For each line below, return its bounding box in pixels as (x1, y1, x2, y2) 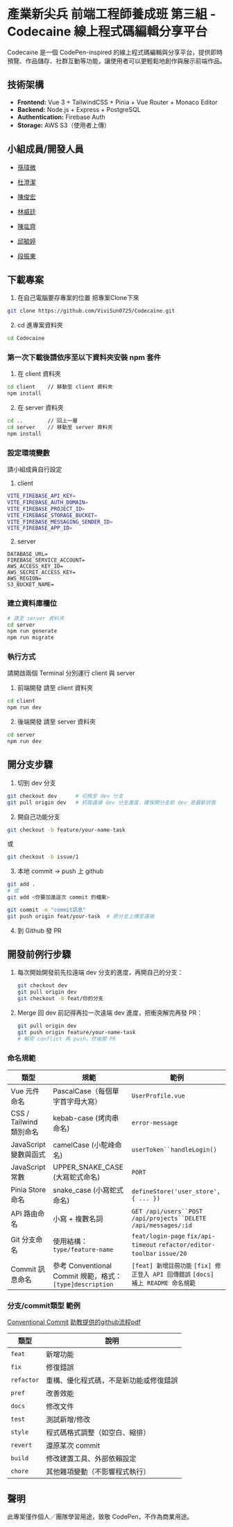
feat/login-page (131, 1232, 185, 1240)
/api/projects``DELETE (131, 1214, 207, 1222)
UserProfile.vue (131, 1092, 185, 1100)
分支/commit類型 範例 (7, 1300, 81, 1310)
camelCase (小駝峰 (53, 1140, 115, 1150)
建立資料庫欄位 (7, 598, 58, 608)
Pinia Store (10, 1184, 46, 1194)
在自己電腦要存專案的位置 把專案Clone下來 (17, 293, 140, 302)
